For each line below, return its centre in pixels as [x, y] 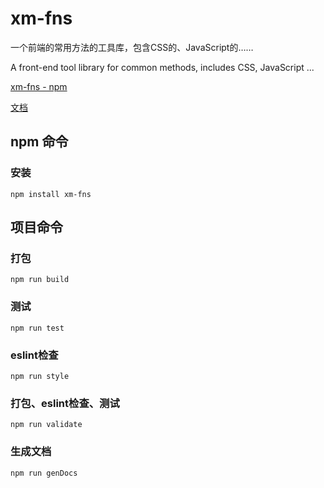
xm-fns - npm [39, 86]
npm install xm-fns [51, 194]
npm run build [40, 280]
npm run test [37, 328]
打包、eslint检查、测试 [65, 403]
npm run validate [46, 425]
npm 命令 [39, 142]
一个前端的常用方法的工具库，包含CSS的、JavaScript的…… [132, 47]
